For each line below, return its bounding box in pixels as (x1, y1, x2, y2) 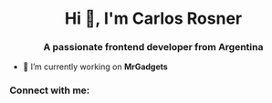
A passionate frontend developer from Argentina (43, 41, 264, 54)
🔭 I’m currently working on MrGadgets (22, 61, 169, 72)
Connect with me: (9, 84, 90, 97)
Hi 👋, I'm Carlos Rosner (64, 8, 243, 29)
